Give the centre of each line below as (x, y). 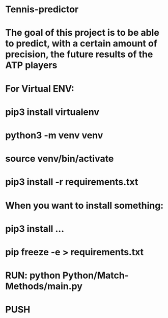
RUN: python (33, 275)
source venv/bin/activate (60, 159)
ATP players (31, 65)
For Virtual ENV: (40, 89)
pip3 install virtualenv (52, 112)
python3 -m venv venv (54, 135)
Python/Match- (95, 275)
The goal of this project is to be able (82, 33)
